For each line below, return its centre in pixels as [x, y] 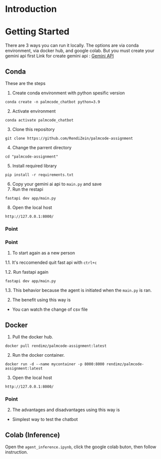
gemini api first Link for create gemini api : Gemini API [60, 56]
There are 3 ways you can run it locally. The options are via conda [72, 45]
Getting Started [37, 32]
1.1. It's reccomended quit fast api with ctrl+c [51, 262]
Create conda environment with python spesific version [68, 93]
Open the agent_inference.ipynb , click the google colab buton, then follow [81, 447]
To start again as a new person [44, 253]
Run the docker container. [38, 355]
